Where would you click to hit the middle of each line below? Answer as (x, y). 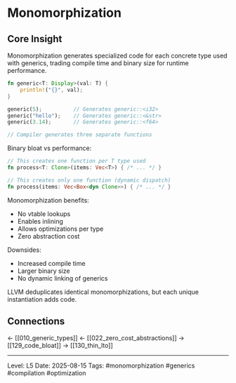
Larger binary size (44, 271)
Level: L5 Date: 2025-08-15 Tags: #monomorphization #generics (101, 365)
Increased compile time (51, 263)
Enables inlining (40, 221)
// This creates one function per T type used (77, 161)
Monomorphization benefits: (48, 200)
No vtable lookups (44, 214)
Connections (36, 322)
